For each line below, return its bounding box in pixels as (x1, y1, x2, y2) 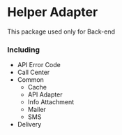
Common (17, 76, 44, 84)
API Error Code (17, 61, 61, 69)
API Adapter (27, 90, 63, 99)
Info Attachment (27, 98, 75, 106)
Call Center (17, 68, 50, 77)
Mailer (27, 106, 47, 114)
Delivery (17, 120, 42, 129)
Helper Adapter (7, 4, 98, 20)
